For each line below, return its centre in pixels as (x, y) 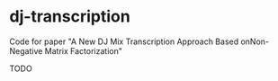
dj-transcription (70, 17)
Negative (26, 50)
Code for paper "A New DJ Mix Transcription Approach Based (124, 41)
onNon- (255, 41)
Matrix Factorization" (84, 50)
